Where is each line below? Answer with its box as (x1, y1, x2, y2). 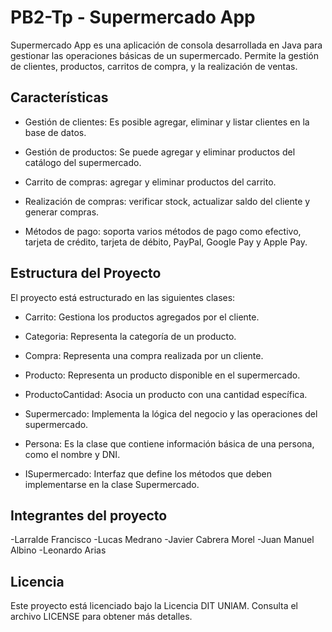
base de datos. (24, 126, 87, 138)
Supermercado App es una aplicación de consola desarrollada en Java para (10, 39, 323, 51)
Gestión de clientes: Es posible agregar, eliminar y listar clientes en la (24, 116, 310, 128)
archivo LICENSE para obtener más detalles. (10, 611, 193, 623)
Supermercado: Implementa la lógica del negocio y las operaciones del (24, 407, 318, 420)
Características (10, 89, 109, 106)
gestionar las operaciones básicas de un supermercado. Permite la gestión (10, 49, 320, 61)
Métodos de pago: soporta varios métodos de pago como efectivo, (24, 225, 302, 237)
